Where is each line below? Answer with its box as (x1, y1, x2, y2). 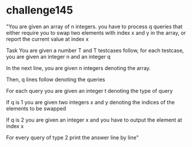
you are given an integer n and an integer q (6, 53, 111, 60)
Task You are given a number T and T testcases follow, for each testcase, (6, 46, 184, 54)
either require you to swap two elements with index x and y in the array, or (6, 29, 187, 36)
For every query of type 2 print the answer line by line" (6, 133, 139, 141)
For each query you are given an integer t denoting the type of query (6, 87, 173, 94)
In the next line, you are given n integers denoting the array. (6, 64, 151, 71)
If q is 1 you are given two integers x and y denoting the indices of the (6, 98, 175, 106)
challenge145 (6, 4, 74, 17)
